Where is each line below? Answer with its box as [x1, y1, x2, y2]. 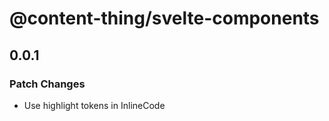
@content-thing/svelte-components [9, 7, 320, 30]
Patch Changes [9, 77, 86, 91]
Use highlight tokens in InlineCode [23, 99, 166, 111]
